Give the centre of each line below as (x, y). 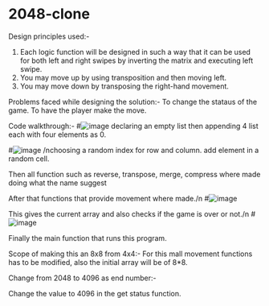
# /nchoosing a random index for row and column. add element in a (134, 150)
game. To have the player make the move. (77, 110)
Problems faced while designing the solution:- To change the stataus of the (133, 101)
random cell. (29, 159)
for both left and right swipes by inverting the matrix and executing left (137, 60)
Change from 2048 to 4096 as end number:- (82, 278)
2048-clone (49, 14)
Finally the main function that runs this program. (88, 238)
